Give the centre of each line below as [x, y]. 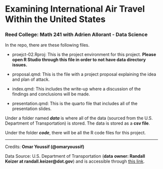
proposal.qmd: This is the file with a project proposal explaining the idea [84, 75]
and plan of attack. [31, 79]
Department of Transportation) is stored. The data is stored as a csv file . [78, 123]
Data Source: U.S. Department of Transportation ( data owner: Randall [75, 156]
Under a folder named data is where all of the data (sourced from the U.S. [79, 118]
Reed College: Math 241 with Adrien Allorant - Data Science [76, 35]
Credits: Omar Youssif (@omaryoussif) [45, 147]
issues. [20, 65]
